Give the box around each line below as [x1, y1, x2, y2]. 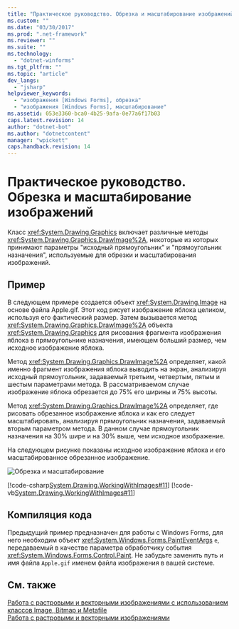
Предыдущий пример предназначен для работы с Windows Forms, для [7, 528, 224, 536]
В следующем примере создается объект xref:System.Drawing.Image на [7, 298, 228, 306]
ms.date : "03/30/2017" [7, 24, 75, 31]
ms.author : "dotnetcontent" [7, 130, 91, 137]
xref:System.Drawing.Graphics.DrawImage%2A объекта [7, 321, 173, 329]
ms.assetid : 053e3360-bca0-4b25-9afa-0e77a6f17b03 [7, 110, 161, 117]
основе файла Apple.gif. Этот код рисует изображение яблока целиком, [7, 305, 226, 314]
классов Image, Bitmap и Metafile [7, 605, 107, 614]
